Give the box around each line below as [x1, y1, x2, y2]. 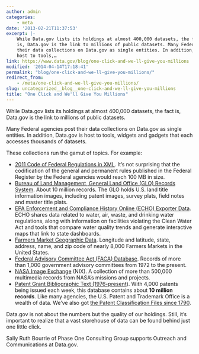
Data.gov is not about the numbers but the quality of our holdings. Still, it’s [6, 310, 187, 317]
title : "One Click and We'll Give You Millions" [6, 91, 129, 97]
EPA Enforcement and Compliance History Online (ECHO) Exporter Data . [14, 205, 191, 212]
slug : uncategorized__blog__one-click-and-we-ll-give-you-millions [6, 86, 176, 92]
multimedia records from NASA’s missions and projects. [14, 273, 150, 281]
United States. [14, 249, 50, 256]
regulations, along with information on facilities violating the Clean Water [14, 217, 192, 224]
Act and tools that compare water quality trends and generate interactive [14, 223, 192, 231]
